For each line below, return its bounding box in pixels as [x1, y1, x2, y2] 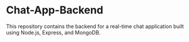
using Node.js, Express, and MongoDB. [6, 29, 101, 36]
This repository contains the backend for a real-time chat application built [6, 23, 184, 30]
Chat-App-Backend [6, 3, 104, 17]
